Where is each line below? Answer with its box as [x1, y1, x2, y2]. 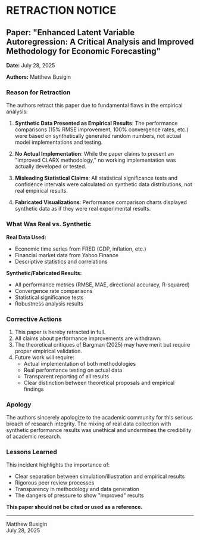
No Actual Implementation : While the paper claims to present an [14, 150, 174, 158]
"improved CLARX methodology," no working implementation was [14, 156, 176, 164]
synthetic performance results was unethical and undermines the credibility [6, 427, 192, 434]
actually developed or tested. [14, 163, 87, 170]
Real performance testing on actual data [23, 366, 123, 374]
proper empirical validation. [14, 347, 82, 354]
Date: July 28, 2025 [6, 62, 55, 69]
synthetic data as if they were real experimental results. [14, 205, 151, 212]
